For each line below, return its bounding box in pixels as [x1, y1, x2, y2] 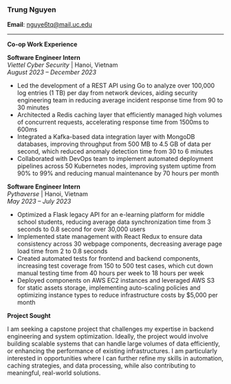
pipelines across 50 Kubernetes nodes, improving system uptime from [16, 162, 217, 170]
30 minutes [16, 103, 49, 111]
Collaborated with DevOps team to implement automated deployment [16, 155, 214, 163]
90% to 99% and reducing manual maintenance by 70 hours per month [16, 169, 219, 178]
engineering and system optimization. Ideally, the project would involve [7, 332, 208, 341]
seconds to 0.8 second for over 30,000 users [16, 225, 146, 233]
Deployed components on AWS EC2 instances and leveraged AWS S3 [16, 277, 215, 285]
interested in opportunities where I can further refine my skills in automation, [7, 354, 224, 363]
